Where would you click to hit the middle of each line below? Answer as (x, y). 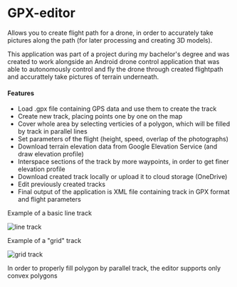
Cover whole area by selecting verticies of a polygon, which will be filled (124, 124)
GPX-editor (42, 13)
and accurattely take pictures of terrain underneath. (83, 77)
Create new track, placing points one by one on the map (100, 117)
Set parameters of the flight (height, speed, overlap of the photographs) (123, 139)
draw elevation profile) (51, 154)
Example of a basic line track (50, 213)
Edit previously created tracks (61, 184)
